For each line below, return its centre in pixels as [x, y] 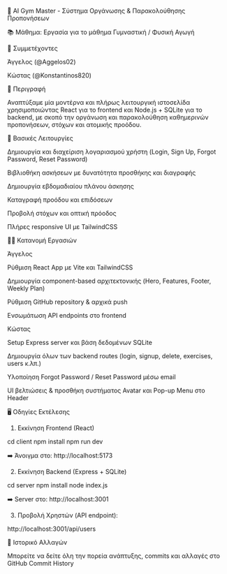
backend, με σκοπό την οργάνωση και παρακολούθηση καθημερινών [108, 117]
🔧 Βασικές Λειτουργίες [40, 138]
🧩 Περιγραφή [27, 89]
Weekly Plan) [26, 288]
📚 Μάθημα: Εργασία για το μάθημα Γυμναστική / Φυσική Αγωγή [101, 32]
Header [18, 398]
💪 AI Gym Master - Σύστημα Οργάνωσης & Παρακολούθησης [96, 11]
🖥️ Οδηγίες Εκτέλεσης [38, 412]
